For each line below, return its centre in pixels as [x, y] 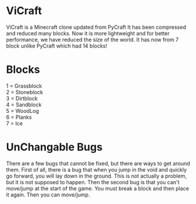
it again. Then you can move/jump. [48, 195]
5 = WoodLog [23, 111]
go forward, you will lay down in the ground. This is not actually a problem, [97, 176]
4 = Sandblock [24, 105]
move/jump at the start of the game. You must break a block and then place [98, 188]
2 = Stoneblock [24, 92]
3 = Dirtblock [22, 98]
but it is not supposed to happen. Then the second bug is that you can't [93, 182]
